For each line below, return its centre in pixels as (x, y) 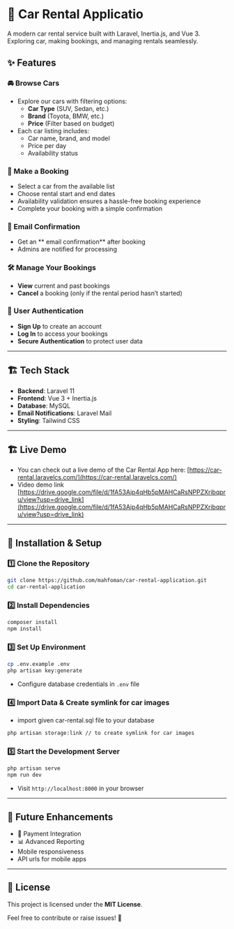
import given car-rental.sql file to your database (86, 720)
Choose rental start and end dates (66, 193)
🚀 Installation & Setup (55, 543)
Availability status (53, 153)
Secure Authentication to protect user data (80, 341)
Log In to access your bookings (62, 334)
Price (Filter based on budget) (71, 123)
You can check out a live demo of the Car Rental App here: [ (103, 470)
